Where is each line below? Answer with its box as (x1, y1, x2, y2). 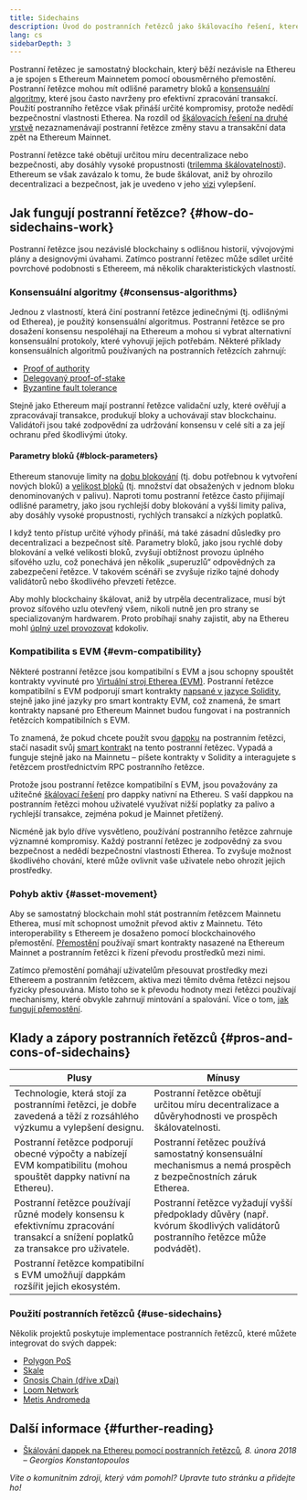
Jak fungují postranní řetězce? (9, 205, 187, 220)
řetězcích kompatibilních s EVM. (9, 714, 131, 725)
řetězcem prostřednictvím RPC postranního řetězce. (9, 761, 206, 772)
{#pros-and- (219, 1030, 293, 1046)
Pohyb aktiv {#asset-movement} (9, 887, 158, 900)
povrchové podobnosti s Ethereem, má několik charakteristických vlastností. (9, 263, 297, 274)
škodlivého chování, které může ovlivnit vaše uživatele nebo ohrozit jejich (9, 855, 286, 866)
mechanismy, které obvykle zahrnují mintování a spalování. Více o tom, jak (9, 994, 290, 1005)
